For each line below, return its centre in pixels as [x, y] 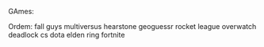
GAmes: [21, 11]
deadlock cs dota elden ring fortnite [67, 35]
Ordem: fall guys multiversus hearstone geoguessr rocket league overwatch [132, 26]
